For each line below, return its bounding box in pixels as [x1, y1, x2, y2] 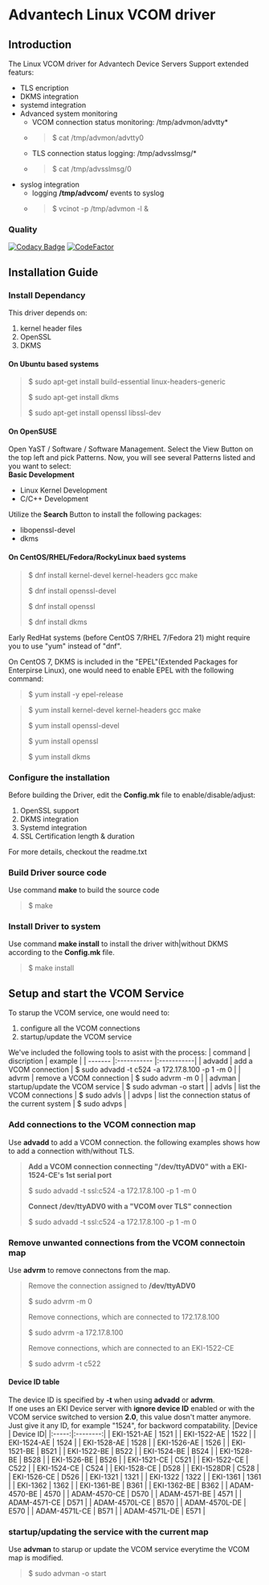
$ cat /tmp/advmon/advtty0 [51, 133, 145, 142]
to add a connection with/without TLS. [8, 1146, 135, 1155]
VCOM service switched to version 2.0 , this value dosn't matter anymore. [8, 1412, 251, 1422]
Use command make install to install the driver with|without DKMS [8, 939, 229, 949]
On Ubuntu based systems [8, 359, 99, 368]
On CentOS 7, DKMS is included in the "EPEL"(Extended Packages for [8, 657, 238, 666]
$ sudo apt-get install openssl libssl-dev [27, 408, 161, 418]
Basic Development [8, 470, 75, 480]
